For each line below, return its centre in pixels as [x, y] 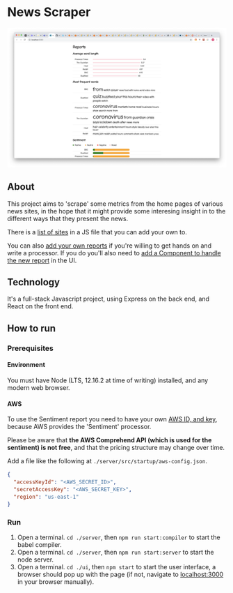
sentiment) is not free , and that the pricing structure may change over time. [116, 448]
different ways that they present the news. [68, 218]
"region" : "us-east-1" [46, 497]
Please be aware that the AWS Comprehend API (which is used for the [110, 440]
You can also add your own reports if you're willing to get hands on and [110, 246]
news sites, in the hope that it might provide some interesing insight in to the [116, 211]
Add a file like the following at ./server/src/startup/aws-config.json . [107, 461]
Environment [26, 365]
